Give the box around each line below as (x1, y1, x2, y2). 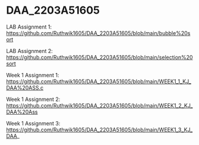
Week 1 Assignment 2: (6, 96, 61, 103)
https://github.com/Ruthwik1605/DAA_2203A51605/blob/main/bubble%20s (6, 29, 191, 36)
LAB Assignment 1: (6, 23, 52, 30)
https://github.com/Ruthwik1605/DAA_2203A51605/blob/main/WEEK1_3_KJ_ (6, 126, 193, 133)
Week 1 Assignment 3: (6, 119, 61, 127)
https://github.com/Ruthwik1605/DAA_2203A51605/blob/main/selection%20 (6, 53, 193, 61)
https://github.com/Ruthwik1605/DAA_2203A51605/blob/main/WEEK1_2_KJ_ (6, 102, 193, 109)
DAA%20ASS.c (6, 84, 43, 91)
